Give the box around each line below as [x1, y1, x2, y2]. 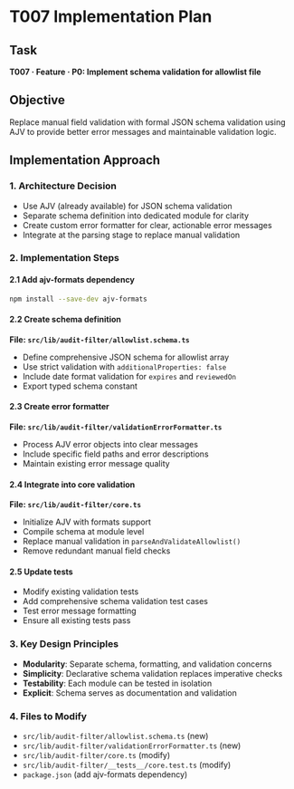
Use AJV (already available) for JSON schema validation [22, 200, 232, 211]
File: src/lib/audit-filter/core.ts [9, 499, 142, 510]
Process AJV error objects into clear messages [22, 438, 199, 449]
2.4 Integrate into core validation [9, 478, 136, 490]
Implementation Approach [9, 152, 161, 168]
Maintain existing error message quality [22, 457, 170, 468]
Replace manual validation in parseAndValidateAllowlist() [22, 536, 242, 547]
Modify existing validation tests [22, 586, 139, 597]
